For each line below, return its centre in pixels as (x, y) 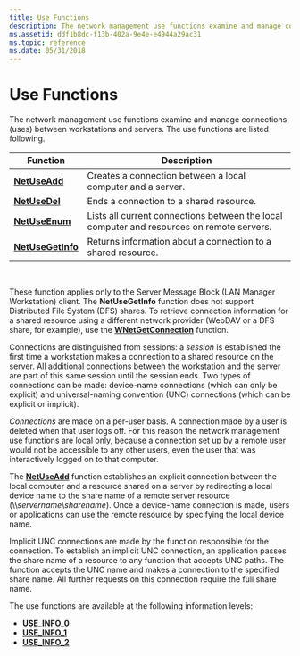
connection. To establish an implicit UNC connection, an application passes (148, 551)
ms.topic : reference (48, 42)
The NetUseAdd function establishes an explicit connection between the (143, 477)
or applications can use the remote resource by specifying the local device (146, 515)
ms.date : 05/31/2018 (48, 51)
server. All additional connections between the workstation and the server (145, 366)
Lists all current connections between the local (185, 216)
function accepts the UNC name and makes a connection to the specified (144, 570)
